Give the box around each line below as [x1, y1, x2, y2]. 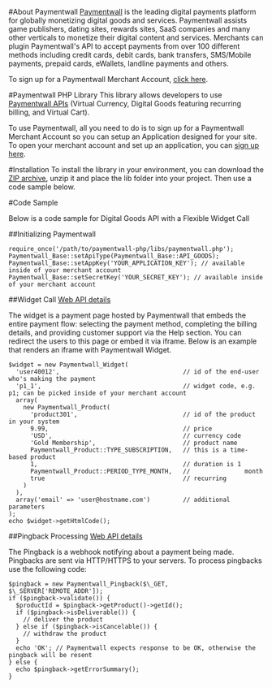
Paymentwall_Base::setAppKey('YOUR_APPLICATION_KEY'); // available [8, 259, 245, 267]
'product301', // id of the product [29, 410, 256, 418]
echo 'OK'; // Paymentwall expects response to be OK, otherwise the [15, 644, 256, 652]
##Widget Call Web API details [8, 295, 111, 304]
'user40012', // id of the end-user [15, 368, 260, 376]
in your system [8, 418, 60, 426]
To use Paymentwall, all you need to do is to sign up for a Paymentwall [8, 123, 244, 132]
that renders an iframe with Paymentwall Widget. [8, 345, 172, 354]
